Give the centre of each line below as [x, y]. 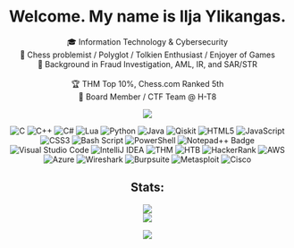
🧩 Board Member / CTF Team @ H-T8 [147, 97]
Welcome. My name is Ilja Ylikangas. [147, 17]
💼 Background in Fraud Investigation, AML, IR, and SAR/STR [147, 64]
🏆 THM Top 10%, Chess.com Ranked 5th [147, 83]
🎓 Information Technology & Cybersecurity [147, 41]
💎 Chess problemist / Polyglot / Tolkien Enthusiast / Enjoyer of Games [147, 55]
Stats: [147, 188]
